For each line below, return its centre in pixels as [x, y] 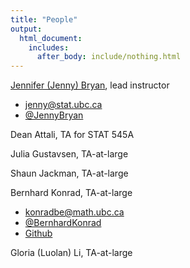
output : [26, 29]
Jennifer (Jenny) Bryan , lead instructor [90, 85]
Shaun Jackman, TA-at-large [69, 173]
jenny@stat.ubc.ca [63, 105]
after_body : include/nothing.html [109, 57]
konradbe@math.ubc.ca [74, 212]
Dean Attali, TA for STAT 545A [72, 135]
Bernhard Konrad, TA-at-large [71, 193]
